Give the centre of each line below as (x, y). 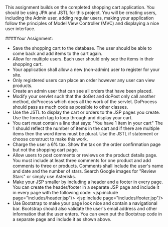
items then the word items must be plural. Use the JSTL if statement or (86, 134)
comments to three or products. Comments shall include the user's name (88, 166)
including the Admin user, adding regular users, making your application (79, 18)
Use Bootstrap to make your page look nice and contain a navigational (85, 203)
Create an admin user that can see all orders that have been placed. (82, 91)
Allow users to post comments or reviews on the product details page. (85, 155)
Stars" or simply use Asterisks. (44, 176)
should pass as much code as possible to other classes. (70, 107)
